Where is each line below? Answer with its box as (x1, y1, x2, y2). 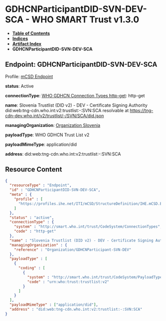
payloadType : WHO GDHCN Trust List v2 (5, 132, 90, 138)
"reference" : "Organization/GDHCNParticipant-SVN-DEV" (14, 247, 132, 252)
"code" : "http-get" (14, 229, 56, 234)
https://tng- (129, 107, 154, 113)
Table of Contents (12, 30, 50, 36)
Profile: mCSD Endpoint (5, 73, 53, 80)
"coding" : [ (18, 266, 45, 271)
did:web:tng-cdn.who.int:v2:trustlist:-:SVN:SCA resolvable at (5, 107, 129, 113)
